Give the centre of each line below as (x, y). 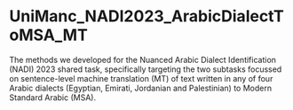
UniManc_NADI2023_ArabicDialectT (146, 16)
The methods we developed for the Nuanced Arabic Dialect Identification (143, 59)
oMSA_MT (49, 35)
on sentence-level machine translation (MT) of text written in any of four (141, 78)
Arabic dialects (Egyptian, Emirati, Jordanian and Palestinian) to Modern (141, 88)
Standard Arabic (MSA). (52, 97)
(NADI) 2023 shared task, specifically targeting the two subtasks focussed (146, 69)
